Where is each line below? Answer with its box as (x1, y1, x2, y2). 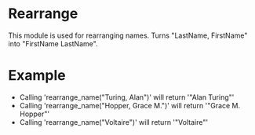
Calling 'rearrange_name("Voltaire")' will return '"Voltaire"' (19, 117, 209, 126)
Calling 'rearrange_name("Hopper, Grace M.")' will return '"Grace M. (19, 100, 241, 110)
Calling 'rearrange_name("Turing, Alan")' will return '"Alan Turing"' (19, 92, 235, 102)
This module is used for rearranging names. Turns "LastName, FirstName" (8, 31, 248, 40)
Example (8, 67, 66, 85)
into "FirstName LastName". (8, 38, 98, 48)
